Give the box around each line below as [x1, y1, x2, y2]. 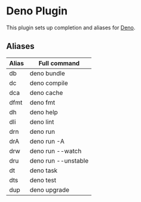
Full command [38, 59, 80, 67]
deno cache [29, 88, 63, 97]
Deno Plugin [6, 4, 68, 18]
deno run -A [29, 137, 65, 145]
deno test [29, 176, 57, 184]
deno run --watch [29, 146, 82, 155]
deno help [29, 108, 58, 116]
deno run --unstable [29, 157, 88, 165]
